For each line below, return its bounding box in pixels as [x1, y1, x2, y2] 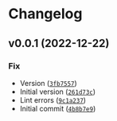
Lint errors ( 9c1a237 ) [19, 95, 86, 104]
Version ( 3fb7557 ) [19, 78, 77, 88]
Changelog [8, 5, 83, 23]
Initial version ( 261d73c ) [19, 87, 96, 96]
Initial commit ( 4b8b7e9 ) [19, 103, 96, 113]
